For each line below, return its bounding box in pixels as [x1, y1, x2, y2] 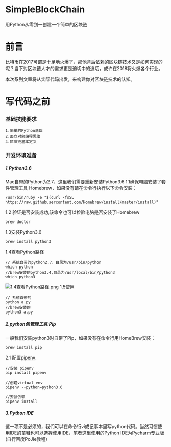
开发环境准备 [5, 152, 37, 159]
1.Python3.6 [5, 165, 32, 171]
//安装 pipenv [5, 366, 34, 371]
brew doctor [5, 219, 31, 225]
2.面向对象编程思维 [5, 134, 41, 139]
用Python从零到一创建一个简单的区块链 [5, 21, 88, 27]
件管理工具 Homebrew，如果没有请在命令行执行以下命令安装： [5, 185, 137, 191]
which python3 [5, 275, 36, 280]
